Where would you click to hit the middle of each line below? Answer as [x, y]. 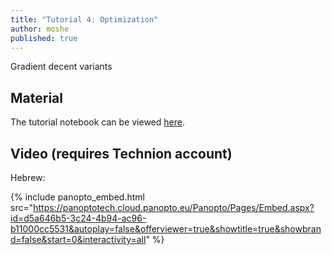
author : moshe [40, 29]
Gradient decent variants [61, 67]
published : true [44, 38]
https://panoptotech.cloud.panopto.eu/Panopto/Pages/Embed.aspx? [174, 207]
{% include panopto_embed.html [77, 197]
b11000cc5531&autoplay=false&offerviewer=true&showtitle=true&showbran [166, 229]
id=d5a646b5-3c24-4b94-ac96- [78, 218]
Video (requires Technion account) [121, 153]
